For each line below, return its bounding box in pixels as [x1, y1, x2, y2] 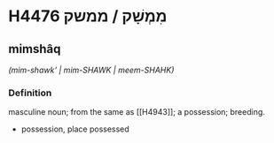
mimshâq [8, 41, 61, 56]
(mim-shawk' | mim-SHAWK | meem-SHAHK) [8, 64, 175, 75]
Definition [8, 87, 52, 99]
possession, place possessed [20, 124, 129, 134]
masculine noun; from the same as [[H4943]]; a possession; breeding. [8, 107, 265, 117]
